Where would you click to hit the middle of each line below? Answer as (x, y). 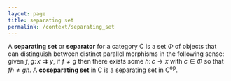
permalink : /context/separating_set (61, 27)
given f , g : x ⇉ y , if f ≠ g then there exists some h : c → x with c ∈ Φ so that (116, 61)
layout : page (27, 14)
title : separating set (41, 20)
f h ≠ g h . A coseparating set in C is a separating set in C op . (93, 69)
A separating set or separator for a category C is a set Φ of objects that (112, 47)
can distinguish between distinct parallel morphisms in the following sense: (116, 54)
